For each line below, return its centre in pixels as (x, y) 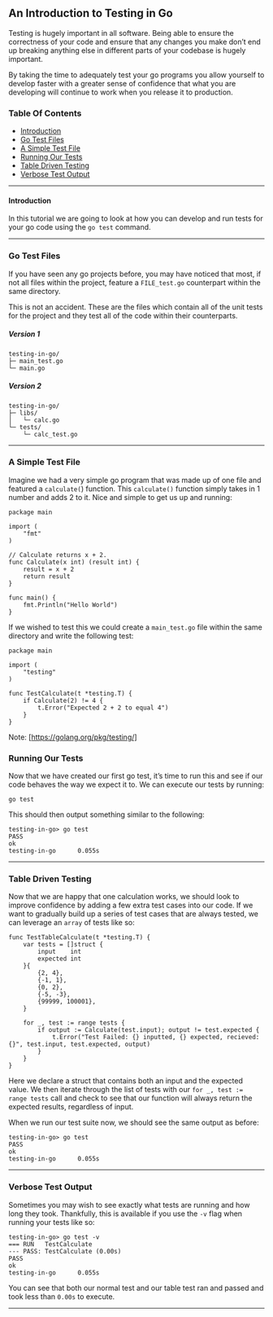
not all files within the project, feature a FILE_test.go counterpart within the (135, 282)
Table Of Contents (45, 113)
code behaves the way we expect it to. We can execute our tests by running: (136, 784)
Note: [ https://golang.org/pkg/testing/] (73, 737)
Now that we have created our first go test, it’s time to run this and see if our (136, 776)
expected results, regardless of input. (71, 1107)
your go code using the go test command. (80, 227)
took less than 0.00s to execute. (62, 1296)
